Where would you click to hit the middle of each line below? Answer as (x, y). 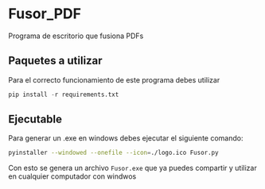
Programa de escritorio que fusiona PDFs (76, 36)
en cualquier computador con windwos (72, 176)
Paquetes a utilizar (55, 61)
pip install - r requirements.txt (64, 94)
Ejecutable (35, 120)
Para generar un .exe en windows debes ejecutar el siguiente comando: (126, 138)
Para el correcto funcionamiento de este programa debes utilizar (114, 79)
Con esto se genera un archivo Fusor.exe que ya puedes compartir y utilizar (132, 168)
